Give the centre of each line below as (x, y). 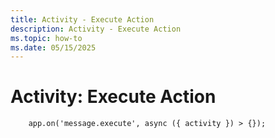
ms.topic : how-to (46, 38)
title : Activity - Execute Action (82, 19)
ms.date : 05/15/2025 (53, 47)
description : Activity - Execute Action (96, 29)
